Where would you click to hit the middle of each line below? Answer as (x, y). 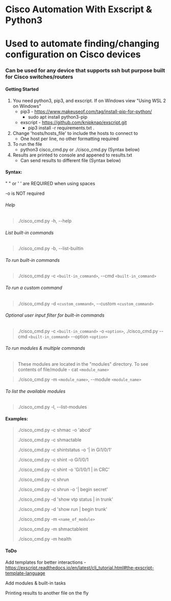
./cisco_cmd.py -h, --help (45, 220)
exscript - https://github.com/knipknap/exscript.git (74, 122)
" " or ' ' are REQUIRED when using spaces (50, 183)
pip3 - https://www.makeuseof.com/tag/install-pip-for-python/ (86, 112)
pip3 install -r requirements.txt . (61, 128)
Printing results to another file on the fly (47, 593)
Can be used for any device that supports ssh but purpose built (85, 71)
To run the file (27, 144)
